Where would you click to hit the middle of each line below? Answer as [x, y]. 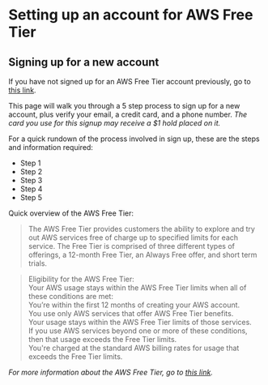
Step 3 [31, 180]
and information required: [51, 147]
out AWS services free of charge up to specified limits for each [133, 237]
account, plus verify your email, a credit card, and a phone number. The [128, 114]
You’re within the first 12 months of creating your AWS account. [134, 305]
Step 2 [31, 171]
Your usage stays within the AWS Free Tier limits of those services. [140, 322]
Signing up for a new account [84, 62]
